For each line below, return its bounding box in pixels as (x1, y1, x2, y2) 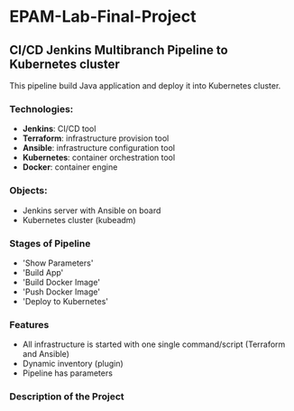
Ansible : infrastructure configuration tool (22, 143, 176, 154)
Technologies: (9, 102, 74, 115)
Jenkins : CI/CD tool (22, 124, 96, 135)
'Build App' (22, 266, 64, 277)
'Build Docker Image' (22, 276, 101, 287)
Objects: (9, 184, 48, 197)
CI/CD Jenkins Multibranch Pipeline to (9, 42, 228, 58)
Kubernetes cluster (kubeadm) (22, 214, 137, 225)
